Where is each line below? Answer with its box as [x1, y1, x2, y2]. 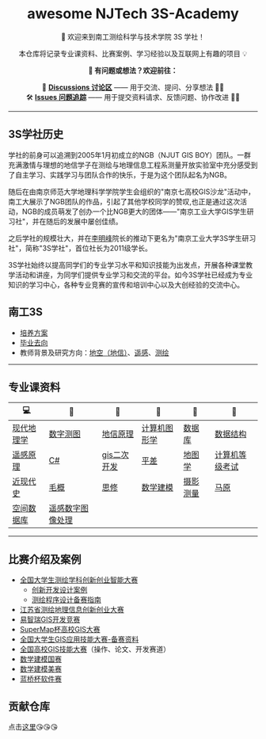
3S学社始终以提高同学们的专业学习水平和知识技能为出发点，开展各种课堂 [8, 260, 246, 269]
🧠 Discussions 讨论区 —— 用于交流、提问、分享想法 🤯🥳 [42, 82, 224, 92]
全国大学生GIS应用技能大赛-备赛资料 [19, 634, 139, 644]
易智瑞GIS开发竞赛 [19, 615, 81, 624]
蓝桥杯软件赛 [19, 674, 62, 684]
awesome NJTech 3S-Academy [27, 5, 239, 23]
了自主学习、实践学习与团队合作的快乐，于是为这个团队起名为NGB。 [8, 170, 232, 179]
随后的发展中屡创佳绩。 [46, 216, 123, 226]
